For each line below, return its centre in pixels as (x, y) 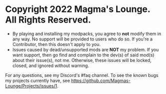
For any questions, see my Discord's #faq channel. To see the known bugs (82, 75)
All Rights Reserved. (48, 20)
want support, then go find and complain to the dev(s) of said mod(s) (83, 55)
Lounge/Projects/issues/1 (31, 85)
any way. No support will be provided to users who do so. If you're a (83, 39)
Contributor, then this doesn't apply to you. (56, 44)
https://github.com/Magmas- (101, 80)
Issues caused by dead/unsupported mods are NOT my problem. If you (85, 49)
